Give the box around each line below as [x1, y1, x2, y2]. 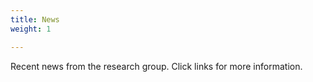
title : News [10, 14, 60, 25]
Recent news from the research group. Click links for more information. [10, 60, 303, 72]
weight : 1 [10, 24, 52, 34]
